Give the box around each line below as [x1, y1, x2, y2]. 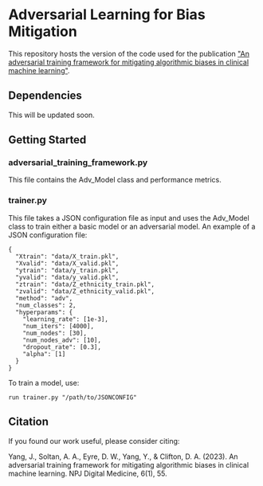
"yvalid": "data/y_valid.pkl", [15, 273, 120, 281]
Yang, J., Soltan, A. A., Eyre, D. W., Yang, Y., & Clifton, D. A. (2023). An [8, 452, 238, 461]
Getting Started [8, 133, 87, 147]
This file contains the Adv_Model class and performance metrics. [8, 175, 222, 185]
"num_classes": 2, [15, 301, 77, 309]
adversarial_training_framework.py [8, 157, 148, 168]
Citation [8, 415, 49, 429]
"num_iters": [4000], [22, 322, 94, 330]
